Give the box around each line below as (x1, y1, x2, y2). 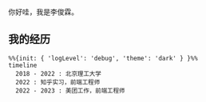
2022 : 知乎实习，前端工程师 (15, 78, 101, 86)
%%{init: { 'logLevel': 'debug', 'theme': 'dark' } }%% (8, 54, 198, 62)
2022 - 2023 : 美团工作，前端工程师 (15, 86, 125, 95)
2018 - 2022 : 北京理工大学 (15, 69, 101, 77)
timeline (8, 61, 38, 69)
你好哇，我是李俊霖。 (8, 7, 78, 17)
